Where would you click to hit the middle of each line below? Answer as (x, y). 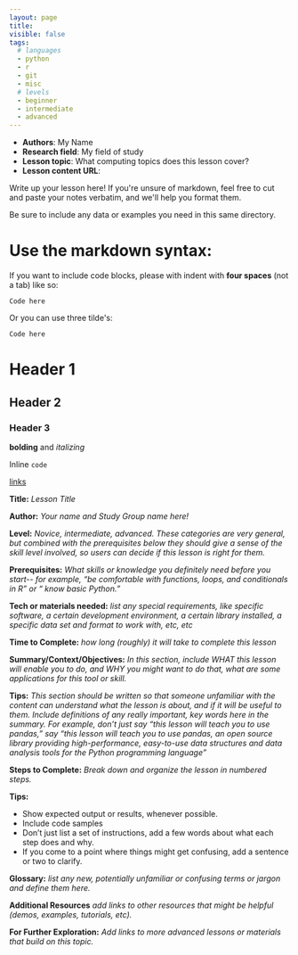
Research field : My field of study (83, 152)
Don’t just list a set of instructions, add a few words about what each (148, 832)
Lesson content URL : (61, 171)
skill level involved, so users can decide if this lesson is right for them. (137, 552)
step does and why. (58, 842)
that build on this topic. (52, 941)
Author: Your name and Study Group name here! (99, 516)
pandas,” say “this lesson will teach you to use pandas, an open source (141, 733)
